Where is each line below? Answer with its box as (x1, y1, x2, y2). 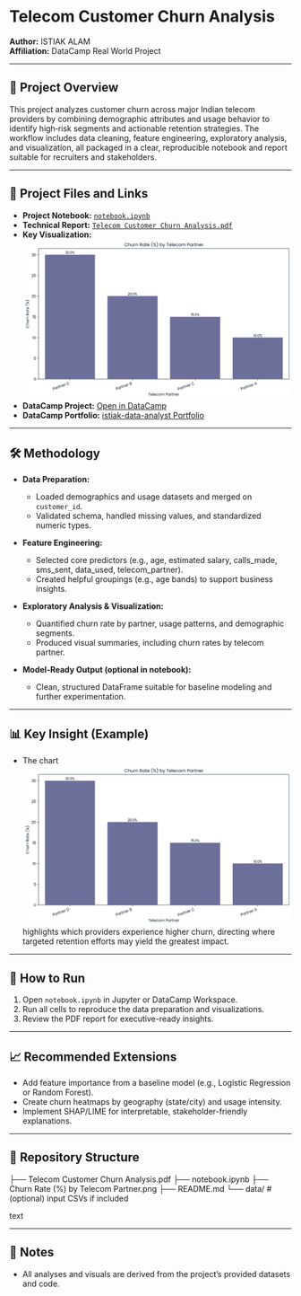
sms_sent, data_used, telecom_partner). (35, 564, 184, 575)
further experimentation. (35, 691, 126, 701)
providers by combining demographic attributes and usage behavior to (9, 113, 271, 124)
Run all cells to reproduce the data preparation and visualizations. (21, 1004, 264, 1015)
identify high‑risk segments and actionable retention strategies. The (9, 123, 260, 134)
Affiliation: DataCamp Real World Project (9, 45, 161, 56)
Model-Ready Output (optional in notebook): (21, 664, 192, 674)
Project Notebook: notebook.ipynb (21, 209, 150, 221)
